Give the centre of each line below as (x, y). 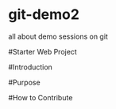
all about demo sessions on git (58, 36)
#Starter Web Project (43, 51)
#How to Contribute (41, 97)
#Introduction (31, 67)
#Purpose (25, 82)
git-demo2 (44, 15)
